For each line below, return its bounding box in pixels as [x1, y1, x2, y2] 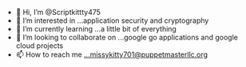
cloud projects [15, 41, 64, 50]
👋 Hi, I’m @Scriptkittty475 [15, 8, 101, 17]
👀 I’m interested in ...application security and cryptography [15, 16, 209, 25]
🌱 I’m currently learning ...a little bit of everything [15, 24, 177, 33]
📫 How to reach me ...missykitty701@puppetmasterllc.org [15, 50, 208, 59]
